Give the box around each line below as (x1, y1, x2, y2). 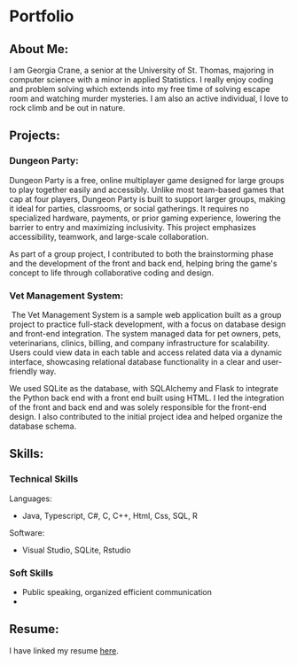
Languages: (9, 493, 52, 504)
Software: (9, 527, 45, 537)
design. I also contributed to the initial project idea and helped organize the (9, 411, 284, 421)
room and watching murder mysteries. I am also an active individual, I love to (9, 93, 289, 104)
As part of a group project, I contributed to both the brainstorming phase (9, 248, 274, 259)
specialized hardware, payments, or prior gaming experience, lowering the (9, 213, 281, 223)
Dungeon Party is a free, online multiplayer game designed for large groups (9, 174, 285, 185)
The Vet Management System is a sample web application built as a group (11, 309, 282, 320)
